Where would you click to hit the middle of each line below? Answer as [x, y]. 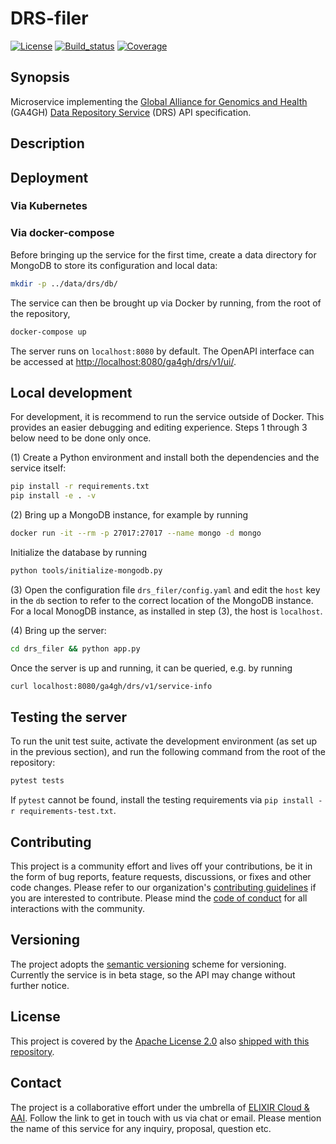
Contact [36, 1083]
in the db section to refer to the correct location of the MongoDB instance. [162, 600]
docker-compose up [48, 332]
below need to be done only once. [81, 438]
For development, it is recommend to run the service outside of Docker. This [167, 417]
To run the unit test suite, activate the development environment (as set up [163, 741]
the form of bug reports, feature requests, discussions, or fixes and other [161, 877]
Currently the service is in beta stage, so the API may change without [153, 974]
